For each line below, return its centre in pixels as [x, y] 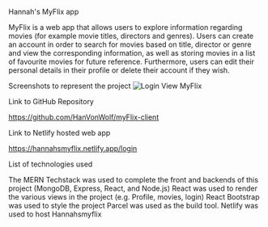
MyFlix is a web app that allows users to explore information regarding [125, 27]
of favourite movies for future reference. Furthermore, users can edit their [132, 61]
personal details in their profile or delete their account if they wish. [119, 70]
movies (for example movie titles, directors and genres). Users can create [131, 36]
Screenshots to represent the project [70, 86]
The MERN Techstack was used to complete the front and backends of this [134, 180]
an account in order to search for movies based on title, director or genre [130, 44]
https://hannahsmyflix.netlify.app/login [73, 148]
